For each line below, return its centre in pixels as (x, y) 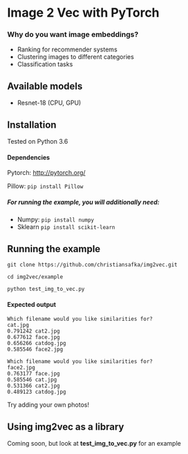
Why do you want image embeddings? (73, 35)
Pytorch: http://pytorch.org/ (46, 173)
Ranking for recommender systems (67, 49)
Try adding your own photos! (48, 405)
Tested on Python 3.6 (38, 142)
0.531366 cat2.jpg (34, 386)
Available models (45, 86)
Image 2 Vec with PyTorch (84, 13)
